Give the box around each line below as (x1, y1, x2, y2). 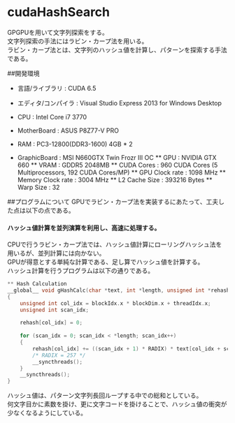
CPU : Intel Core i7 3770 (17, 112, 87, 121)
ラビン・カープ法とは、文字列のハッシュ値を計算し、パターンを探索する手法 (7, 45, 227, 54)
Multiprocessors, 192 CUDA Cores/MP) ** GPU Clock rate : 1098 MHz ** (17, 168, 226, 177)
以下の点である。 (25, 206, 75, 214)
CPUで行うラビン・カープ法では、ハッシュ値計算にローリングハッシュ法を (7, 240, 222, 248)
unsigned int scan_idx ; (20, 306, 90, 313)
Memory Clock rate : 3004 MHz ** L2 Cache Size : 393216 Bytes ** (17, 175, 213, 184)
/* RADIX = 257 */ (32, 352, 86, 359)
